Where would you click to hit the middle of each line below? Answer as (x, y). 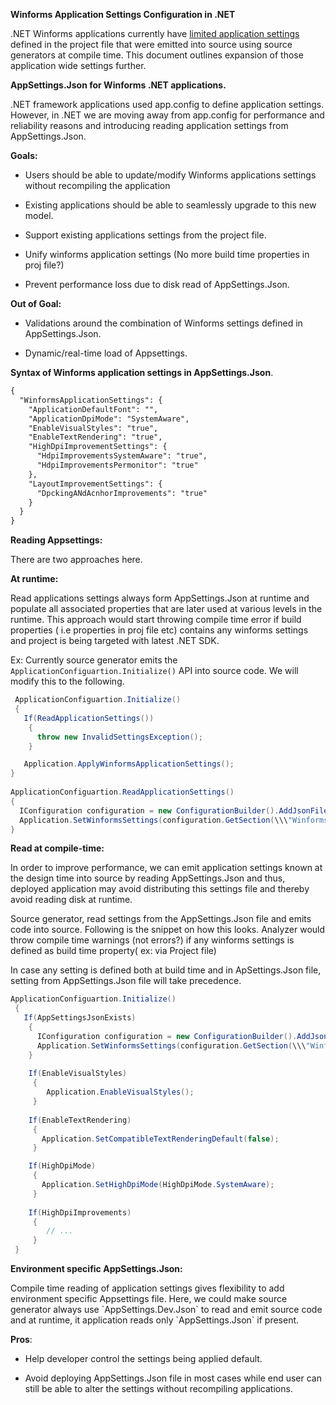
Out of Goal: (36, 303)
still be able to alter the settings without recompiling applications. (158, 1388)
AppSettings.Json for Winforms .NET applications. (118, 85)
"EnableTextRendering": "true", (95, 437)
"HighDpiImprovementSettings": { (98, 447)
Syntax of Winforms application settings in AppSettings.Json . (142, 372)
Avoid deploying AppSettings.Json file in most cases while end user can (173, 1378)
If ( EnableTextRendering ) (80, 1120)
